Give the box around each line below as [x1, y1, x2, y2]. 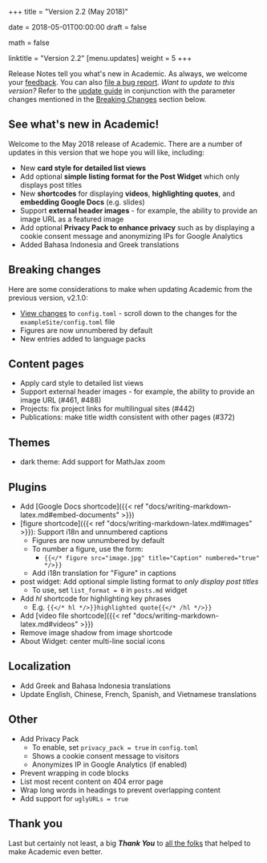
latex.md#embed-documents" [19, 510, 120, 520]
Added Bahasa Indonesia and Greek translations [19, 240, 180, 249]
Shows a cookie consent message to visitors [31, 751, 180, 760]
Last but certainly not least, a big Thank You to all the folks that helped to [8, 838, 251, 848]
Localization [8, 659, 71, 673]
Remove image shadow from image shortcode [19, 628, 172, 638]
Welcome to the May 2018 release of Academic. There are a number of [8, 139, 243, 148]
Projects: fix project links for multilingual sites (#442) [19, 404, 195, 414]
